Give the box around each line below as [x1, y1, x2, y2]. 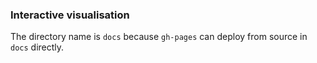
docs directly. [10, 41, 65, 53]
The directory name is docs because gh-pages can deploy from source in [10, 31, 308, 43]
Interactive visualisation [10, 8, 130, 22]
